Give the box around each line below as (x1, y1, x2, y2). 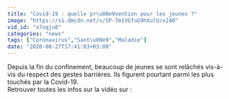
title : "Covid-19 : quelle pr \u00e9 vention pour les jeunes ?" (7, 10, 198, 18)
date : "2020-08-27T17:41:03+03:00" (7, 43, 112, 50)
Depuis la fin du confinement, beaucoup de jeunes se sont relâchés (7, 63, 204, 71)
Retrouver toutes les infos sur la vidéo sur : (7, 86, 132, 93)
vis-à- (205, 63, 223, 71)
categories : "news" (7, 30, 65, 37)
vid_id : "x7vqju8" (7, 23, 61, 30)
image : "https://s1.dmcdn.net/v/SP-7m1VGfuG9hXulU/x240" (7, 17, 179, 24)
